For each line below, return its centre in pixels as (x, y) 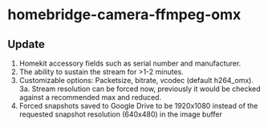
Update (26, 44)
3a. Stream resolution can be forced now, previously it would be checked (140, 89)
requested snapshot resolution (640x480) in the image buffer (120, 114)
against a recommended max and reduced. (90, 97)
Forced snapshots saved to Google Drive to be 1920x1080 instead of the (138, 106)
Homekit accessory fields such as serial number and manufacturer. (130, 63)
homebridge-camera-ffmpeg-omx (124, 15)
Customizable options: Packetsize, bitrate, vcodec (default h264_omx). (136, 80)
